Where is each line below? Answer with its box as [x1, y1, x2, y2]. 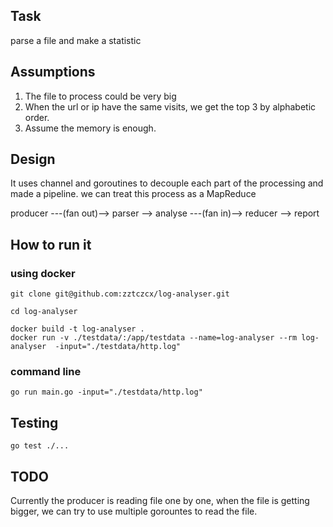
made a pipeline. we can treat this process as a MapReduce [10, 188, 257, 200]
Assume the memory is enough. [24, 122, 157, 134]
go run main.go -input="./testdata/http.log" [10, 387, 203, 398]
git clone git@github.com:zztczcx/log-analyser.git [10, 289, 230, 299]
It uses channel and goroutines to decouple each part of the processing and [10, 177, 324, 189]
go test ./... [10, 441, 70, 451]
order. [24, 111, 50, 123]
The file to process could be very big [24, 90, 177, 102]
